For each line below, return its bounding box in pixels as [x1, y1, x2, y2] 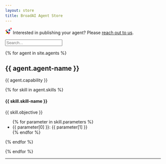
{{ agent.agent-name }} [5, 64, 80, 73]
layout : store [5, 8, 35, 13]
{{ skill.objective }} [5, 109, 43, 115]
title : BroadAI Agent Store [5, 13, 63, 18]
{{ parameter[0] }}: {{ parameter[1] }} [12, 124, 88, 130]
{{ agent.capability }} [5, 77, 48, 83]
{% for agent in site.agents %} [5, 50, 67, 56]
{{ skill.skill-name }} [5, 98, 48, 104]
